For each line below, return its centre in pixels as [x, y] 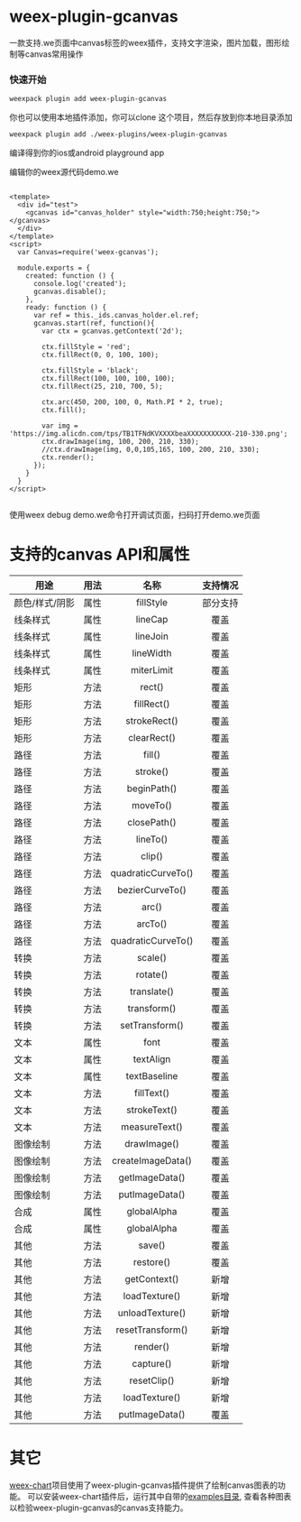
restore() [152, 1262]
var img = [60, 426]
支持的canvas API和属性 [100, 554]
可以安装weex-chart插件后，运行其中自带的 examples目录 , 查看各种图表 [159, 1496]
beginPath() [152, 789]
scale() [152, 957]
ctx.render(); [68, 457]
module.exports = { [54, 268]
